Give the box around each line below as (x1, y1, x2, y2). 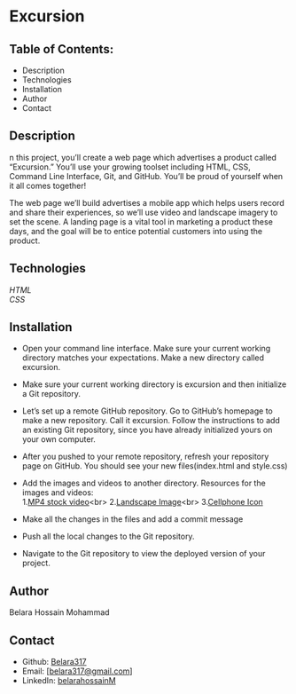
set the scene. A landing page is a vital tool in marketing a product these (9, 216, 273, 227)
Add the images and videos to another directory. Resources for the (21, 477, 266, 489)
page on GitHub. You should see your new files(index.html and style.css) (21, 461, 288, 471)
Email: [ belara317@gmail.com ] (21, 666, 133, 676)
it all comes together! (9, 180, 87, 191)
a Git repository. (21, 389, 82, 399)
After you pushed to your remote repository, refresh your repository (21, 451, 269, 462)
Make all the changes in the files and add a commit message (21, 514, 244, 524)
